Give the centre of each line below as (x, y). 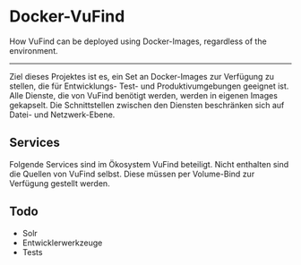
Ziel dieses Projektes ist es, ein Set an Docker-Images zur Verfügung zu (142, 76)
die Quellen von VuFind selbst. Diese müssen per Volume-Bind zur (132, 174)
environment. (34, 50)
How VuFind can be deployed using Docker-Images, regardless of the (138, 41)
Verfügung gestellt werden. (60, 183)
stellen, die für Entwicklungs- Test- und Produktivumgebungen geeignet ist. (149, 86)
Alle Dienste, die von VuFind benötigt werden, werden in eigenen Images (143, 95)
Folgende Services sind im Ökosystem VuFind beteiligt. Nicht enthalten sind (149, 164)
